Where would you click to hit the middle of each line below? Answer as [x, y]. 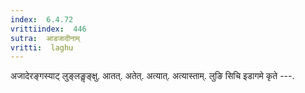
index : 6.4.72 [42, 19]
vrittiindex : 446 [48, 29]
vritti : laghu [42, 47]
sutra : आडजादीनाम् [45, 38]
